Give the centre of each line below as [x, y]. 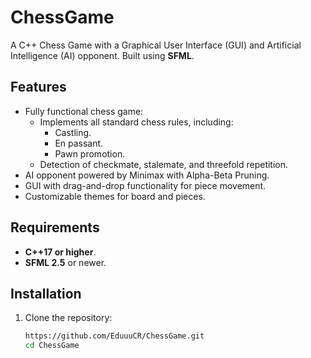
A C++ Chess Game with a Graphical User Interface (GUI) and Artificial [156, 45]
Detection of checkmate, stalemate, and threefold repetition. [164, 164]
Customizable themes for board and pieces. [115, 196]
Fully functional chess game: [84, 111]
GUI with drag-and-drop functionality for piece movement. [145, 185]
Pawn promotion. [90, 153]
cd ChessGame [52, 346]
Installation [46, 293]
